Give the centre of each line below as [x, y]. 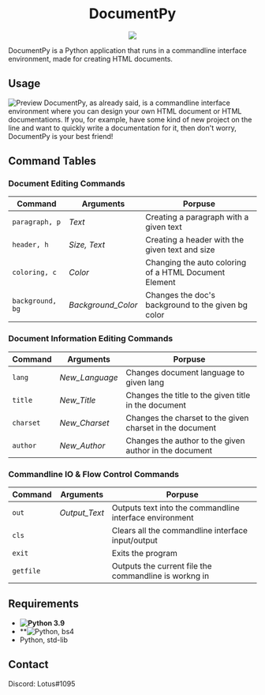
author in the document [169, 450]
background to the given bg [197, 305]
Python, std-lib [44, 640]
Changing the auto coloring [196, 263]
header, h [30, 245]
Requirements [43, 604]
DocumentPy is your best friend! [61, 136]
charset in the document [171, 427]
